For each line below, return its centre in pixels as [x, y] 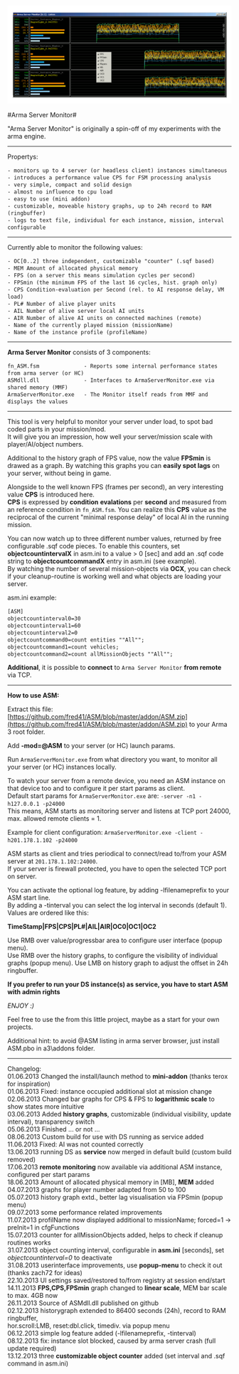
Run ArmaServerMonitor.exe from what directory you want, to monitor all [113, 759]
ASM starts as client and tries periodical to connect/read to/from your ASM [117, 853]
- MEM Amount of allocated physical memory [73, 268]
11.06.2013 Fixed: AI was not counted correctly [75, 1144]
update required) [32, 1348]
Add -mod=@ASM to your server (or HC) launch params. [91, 745]
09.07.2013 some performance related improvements [85, 1212]
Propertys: [23, 156]
